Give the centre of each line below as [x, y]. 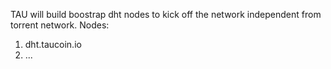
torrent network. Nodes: [60, 25]
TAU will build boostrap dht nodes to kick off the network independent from [166, 14]
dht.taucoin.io [53, 44]
